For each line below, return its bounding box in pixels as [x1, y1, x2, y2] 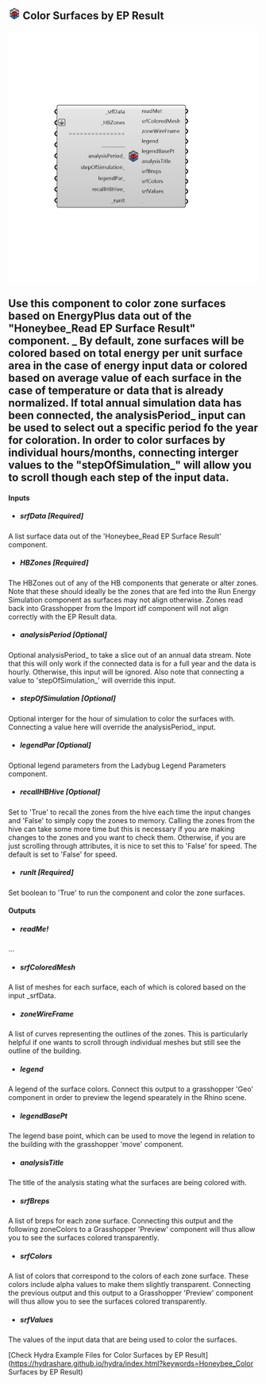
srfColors [19, 1251, 53, 1261]
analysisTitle [19, 1157, 64, 1167]
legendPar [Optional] [19, 741, 91, 750]
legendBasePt [19, 1110, 67, 1121]
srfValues [19, 1315, 54, 1324]
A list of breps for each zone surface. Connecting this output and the [8, 1215, 233, 1225]
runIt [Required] [19, 868, 74, 877]
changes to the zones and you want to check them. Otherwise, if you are [8, 832, 246, 842]
